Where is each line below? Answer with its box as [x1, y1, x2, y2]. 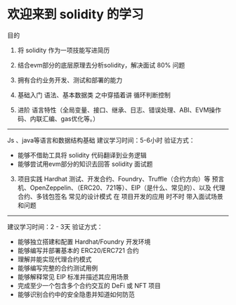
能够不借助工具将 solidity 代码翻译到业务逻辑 [17, 150, 147, 159]
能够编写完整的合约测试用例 [17, 264, 98, 272]
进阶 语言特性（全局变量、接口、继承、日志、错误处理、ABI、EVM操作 [17, 105, 222, 114]
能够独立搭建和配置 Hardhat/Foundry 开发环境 [17, 237, 151, 246]
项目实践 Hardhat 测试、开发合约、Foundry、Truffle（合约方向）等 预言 [17, 174, 225, 183]
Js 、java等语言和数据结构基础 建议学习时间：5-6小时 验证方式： [7, 136, 195, 144]
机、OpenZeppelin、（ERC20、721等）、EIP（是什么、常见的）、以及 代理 [17, 183, 226, 192]
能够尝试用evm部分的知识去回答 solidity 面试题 [17, 160, 153, 168]
